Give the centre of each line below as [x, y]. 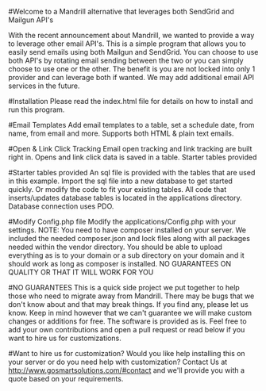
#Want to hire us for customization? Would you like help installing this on [127, 353]
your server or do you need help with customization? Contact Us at [118, 362]
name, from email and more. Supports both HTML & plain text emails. [121, 133]
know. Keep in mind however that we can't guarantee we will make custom [130, 313]
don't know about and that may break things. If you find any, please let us [128, 304]
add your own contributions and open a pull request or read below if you [127, 330]
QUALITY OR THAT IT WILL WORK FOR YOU [81, 272]
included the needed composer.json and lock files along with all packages [129, 238]
